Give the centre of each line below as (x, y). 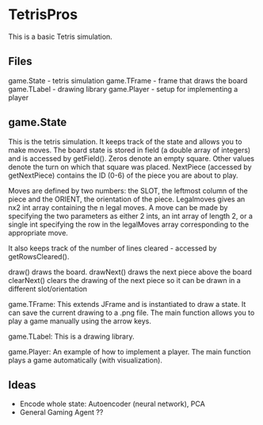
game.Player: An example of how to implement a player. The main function (130, 351)
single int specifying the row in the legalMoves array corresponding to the (129, 224)
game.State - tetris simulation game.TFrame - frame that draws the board (128, 80)
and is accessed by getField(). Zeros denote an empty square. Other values (131, 158)
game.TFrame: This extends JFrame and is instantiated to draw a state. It (127, 304)
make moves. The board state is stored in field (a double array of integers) (130, 150)
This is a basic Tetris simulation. (60, 36)
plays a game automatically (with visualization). (85, 360)
